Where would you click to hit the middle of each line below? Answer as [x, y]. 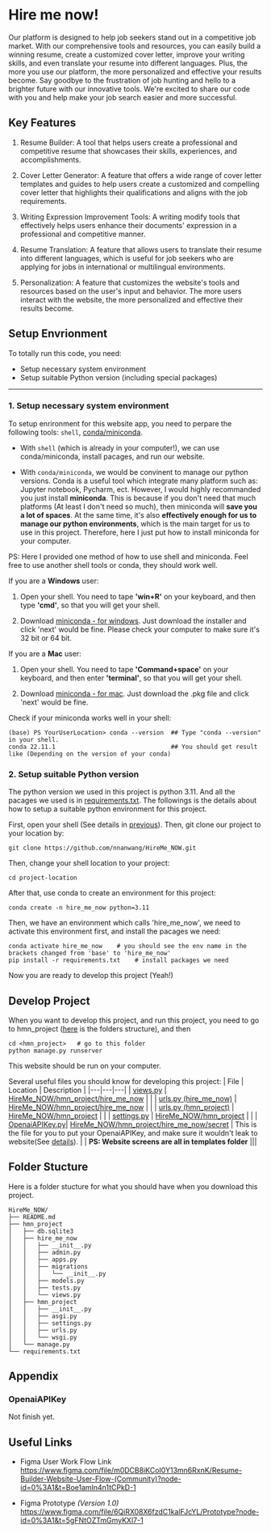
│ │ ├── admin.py [45, 1252]
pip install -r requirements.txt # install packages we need [119, 960]
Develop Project [49, 1001]
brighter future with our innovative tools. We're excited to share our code [129, 89]
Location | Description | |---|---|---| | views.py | [88, 1090]
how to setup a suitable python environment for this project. [108, 809]
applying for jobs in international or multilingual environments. [123, 267]
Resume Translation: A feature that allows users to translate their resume [141, 249]
